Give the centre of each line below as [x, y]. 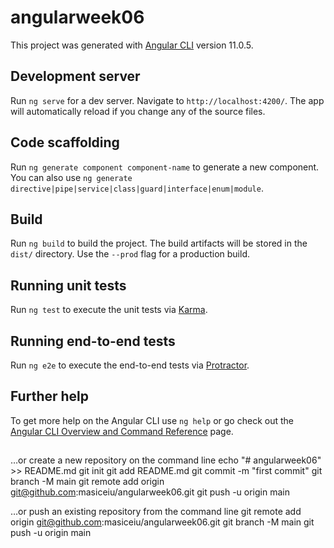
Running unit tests [68, 285]
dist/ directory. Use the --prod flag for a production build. [130, 254]
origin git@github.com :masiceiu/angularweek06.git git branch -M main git [162, 522]
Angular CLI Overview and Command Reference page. [122, 431]
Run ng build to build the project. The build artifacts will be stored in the [159, 243]
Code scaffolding [65, 142]
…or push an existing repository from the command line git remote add [156, 512]
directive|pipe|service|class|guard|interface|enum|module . [137, 188]
